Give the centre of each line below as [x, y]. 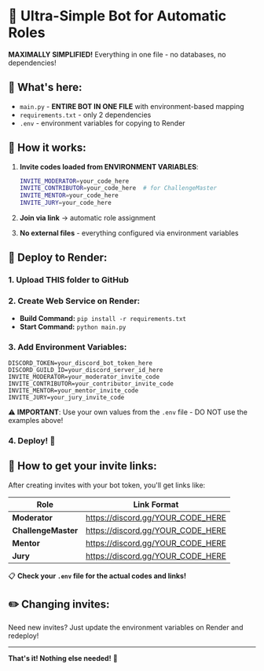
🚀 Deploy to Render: [58, 258]
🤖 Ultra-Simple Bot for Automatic [117, 16]
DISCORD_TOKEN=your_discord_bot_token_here [81, 363]
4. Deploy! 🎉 [32, 440]
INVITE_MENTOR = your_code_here [69, 195]
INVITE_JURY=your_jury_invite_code [66, 397]
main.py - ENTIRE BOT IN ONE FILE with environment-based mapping [132, 106]
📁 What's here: [45, 88]
